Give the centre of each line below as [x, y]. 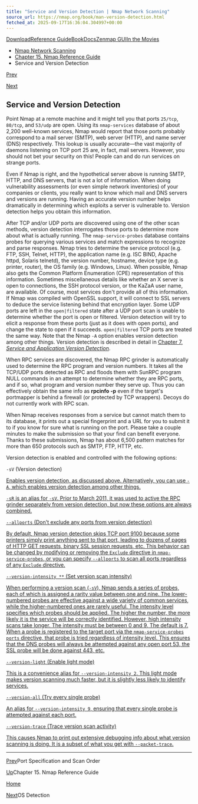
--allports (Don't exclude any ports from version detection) [79, 522]
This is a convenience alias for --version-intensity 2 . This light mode [92, 673]
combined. [19, 511]
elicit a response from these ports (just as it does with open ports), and [92, 323]
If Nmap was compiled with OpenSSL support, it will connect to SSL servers [98, 298]
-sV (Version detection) [34, 469]
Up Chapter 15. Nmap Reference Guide [52, 772]
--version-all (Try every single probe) [53, 697]
